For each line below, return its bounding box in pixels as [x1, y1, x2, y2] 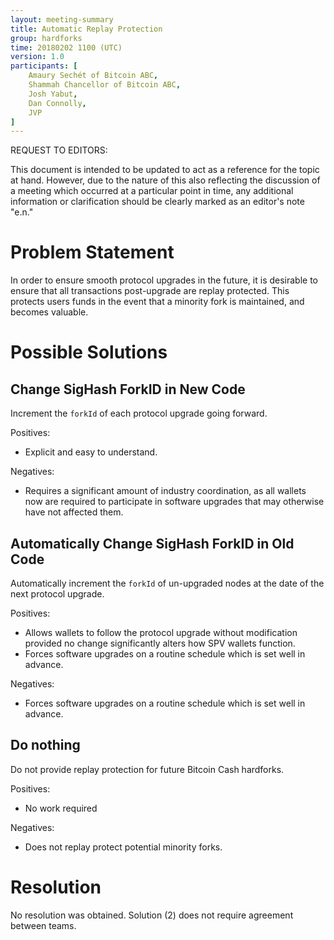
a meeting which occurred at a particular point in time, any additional [10, 185, 294, 197]
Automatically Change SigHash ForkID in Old [10, 535, 295, 552]
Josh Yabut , [28, 89, 78, 99]
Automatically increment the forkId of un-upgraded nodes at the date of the [10, 577, 325, 589]
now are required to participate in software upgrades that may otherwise [24, 496, 325, 508]
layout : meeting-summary [10, 14, 114, 25]
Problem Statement [10, 241, 175, 264]
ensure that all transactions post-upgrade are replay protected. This [10, 285, 290, 297]
